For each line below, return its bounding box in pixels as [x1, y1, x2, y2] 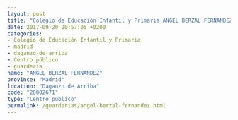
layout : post [7, 10, 46, 18]
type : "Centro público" [7, 96, 78, 103]
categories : [7, 30, 42, 37]
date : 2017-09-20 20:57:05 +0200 [7, 23, 106, 30]
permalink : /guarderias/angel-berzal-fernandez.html [7, 102, 166, 109]
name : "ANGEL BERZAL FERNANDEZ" [7, 69, 103, 76]
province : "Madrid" [7, 76, 65, 83]
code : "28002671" [7, 89, 59, 96]
